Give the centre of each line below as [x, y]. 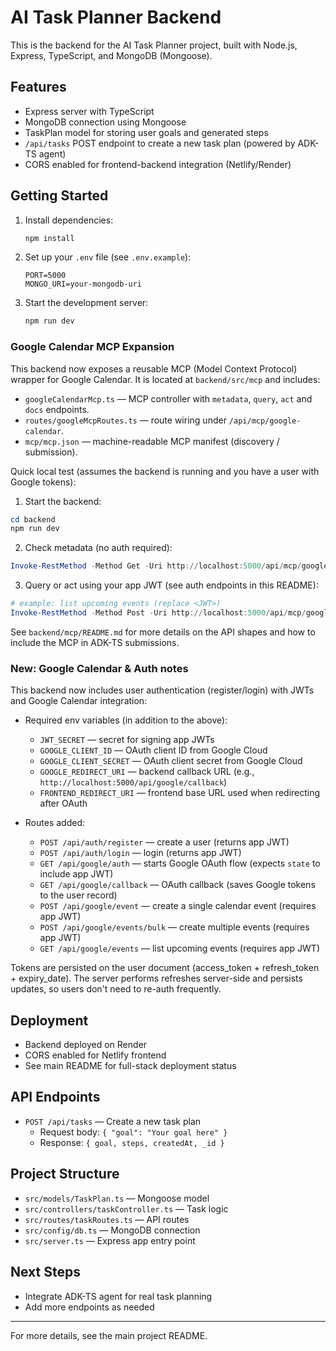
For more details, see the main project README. [109, 1335]
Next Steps [45, 1272]
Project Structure [65, 1174]
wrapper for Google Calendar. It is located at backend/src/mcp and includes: [165, 379]
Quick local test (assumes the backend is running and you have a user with [165, 471]
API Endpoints [55, 1097]
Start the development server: [86, 303]
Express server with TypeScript [89, 111]
